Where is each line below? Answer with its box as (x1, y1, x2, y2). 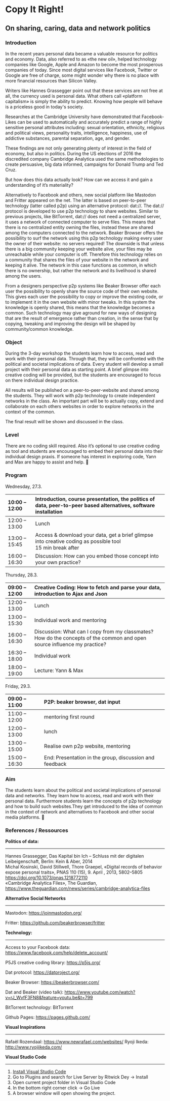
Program (5, 472, 27, 479)
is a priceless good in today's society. (5, 103, 84, 110)
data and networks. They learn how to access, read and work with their (5, 793, 154, 799)
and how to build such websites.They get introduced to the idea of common (5, 803, 163, 809)
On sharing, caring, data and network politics (5, 24, 151, 33)
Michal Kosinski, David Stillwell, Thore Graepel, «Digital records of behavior (5, 864, 162, 870)
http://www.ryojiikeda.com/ (5, 1044, 62, 1050)
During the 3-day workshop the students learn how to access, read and (5, 350, 154, 357)
